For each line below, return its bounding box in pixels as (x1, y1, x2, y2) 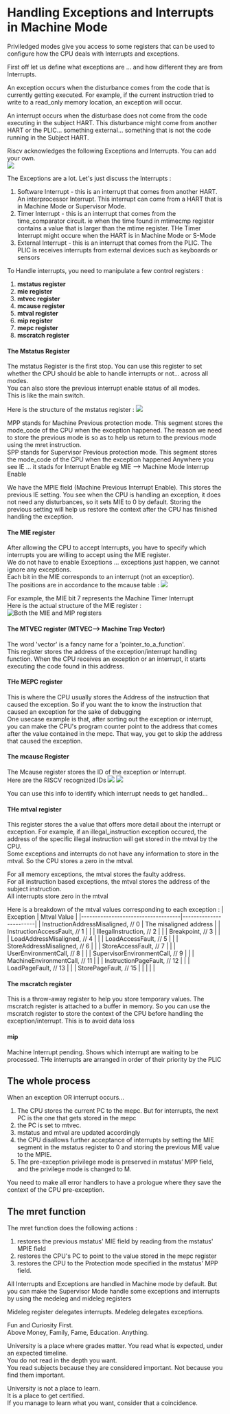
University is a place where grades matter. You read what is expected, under (7, 1342, 223, 1350)
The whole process (7, 1075, 91, 1087)
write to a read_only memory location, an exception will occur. (7, 98, 183, 106)
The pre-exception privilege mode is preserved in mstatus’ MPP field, (16, 1157, 214, 1166)
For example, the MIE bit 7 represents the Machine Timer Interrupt (7, 594, 194, 602)
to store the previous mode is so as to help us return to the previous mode (7, 433, 217, 442)
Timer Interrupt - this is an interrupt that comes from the (16, 209, 176, 217)
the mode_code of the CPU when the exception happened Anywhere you (7, 455, 214, 464)
